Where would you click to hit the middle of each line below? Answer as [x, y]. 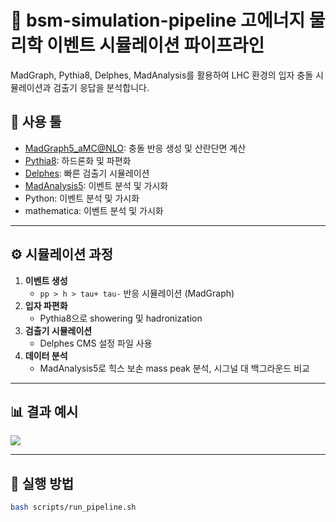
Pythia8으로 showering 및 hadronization [121, 318]
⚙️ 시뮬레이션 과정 [62, 254]
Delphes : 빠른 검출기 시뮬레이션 [87, 173]
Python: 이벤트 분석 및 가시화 [82, 198]
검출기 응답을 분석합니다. [101, 87]
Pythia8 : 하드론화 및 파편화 [78, 160]
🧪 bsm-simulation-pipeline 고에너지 [158, 20]
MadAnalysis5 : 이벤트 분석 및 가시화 [96, 185]
